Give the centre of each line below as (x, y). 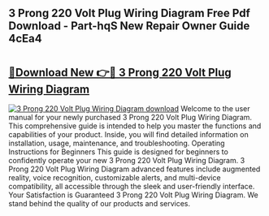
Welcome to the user (215, 108)
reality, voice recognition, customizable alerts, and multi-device (115, 177)
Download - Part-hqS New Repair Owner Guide (129, 26)
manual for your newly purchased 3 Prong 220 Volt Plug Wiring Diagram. (130, 117)
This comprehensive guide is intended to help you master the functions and (135, 126)
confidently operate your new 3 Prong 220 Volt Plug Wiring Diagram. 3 (127, 160)
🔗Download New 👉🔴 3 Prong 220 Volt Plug (120, 72)
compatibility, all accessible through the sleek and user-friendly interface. (132, 186)
